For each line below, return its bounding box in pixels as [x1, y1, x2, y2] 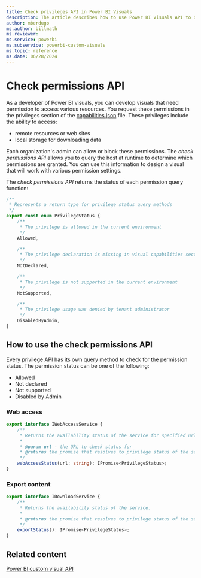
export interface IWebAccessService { [6, 422, 103, 428]
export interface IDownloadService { [6, 494, 100, 500]
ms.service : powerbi [6, 37, 58, 43]
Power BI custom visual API [6, 565, 74, 573]
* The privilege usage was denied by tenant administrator [19, 307, 170, 313]
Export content [6, 480, 51, 488]
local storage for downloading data [14, 136, 102, 143]
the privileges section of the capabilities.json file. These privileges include [6, 111, 189, 119]
